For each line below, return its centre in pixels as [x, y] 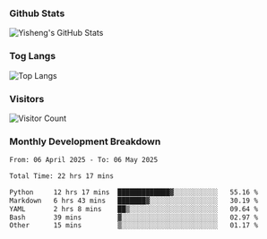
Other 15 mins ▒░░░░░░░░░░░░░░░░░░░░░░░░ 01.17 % [133, 226]
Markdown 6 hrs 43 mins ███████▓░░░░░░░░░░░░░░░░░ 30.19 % [133, 201]
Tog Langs [33, 56]
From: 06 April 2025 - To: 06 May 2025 [84, 160]
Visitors [27, 98]
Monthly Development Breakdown [85, 141]
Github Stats [37, 13]
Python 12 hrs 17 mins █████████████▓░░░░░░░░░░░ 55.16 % [133, 192]
